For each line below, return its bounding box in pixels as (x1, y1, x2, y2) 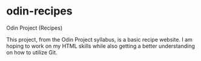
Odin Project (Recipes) (6, 24, 63, 31)
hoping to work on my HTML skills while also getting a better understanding (6, 42, 196, 50)
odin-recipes (6, 4, 73, 18)
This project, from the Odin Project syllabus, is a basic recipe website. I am (6, 36, 193, 43)
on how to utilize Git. (6, 48, 58, 56)
